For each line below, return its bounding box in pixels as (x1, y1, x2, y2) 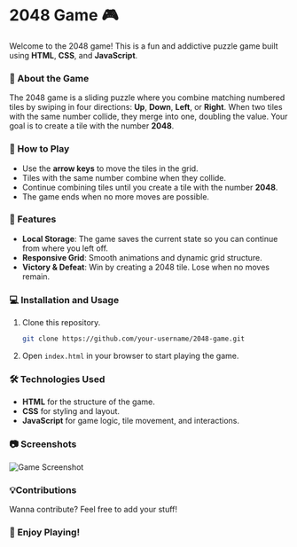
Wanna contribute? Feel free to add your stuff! (9, 504, 178, 514)
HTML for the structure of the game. (21, 396, 155, 407)
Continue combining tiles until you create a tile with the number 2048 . (21, 182, 278, 192)
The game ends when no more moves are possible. (21, 191, 210, 202)
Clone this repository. (21, 317, 101, 328)
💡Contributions (9, 483, 77, 496)
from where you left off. (21, 243, 109, 254)
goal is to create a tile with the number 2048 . (9, 121, 175, 131)
